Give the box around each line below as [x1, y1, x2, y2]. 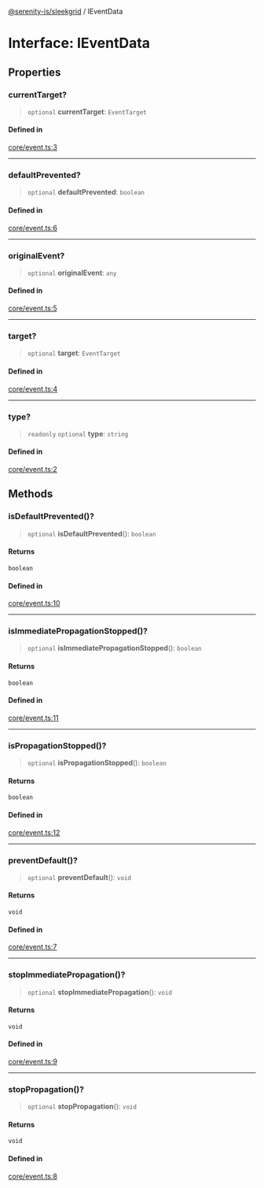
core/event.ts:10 [8, 599, 60, 608]
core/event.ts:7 [8, 942, 57, 952]
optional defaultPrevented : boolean [27, 187, 145, 197]
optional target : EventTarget [27, 348, 121, 358]
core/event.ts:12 [8, 827, 60, 837]
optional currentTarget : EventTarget [27, 106, 147, 117]
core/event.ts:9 [8, 1056, 57, 1066]
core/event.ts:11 [8, 713, 59, 722]
